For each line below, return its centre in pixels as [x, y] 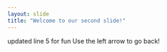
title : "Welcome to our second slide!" [67, 21]
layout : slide [29, 14]
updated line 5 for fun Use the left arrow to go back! [84, 41]
